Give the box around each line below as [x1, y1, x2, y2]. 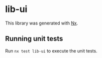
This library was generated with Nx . [5, 20, 78, 26]
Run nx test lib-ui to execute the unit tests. [5, 47, 98, 53]
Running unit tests [5, 34, 63, 43]
